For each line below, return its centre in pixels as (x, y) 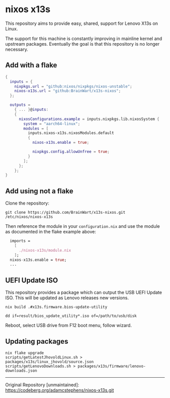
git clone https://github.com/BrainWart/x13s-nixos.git (65, 213)
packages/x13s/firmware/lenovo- (112, 366)
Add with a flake (31, 65)
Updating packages (37, 341)
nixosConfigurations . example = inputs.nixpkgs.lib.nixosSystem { (89, 119)
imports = (20, 241)
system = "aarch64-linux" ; (52, 124)
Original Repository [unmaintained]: (42, 385)
